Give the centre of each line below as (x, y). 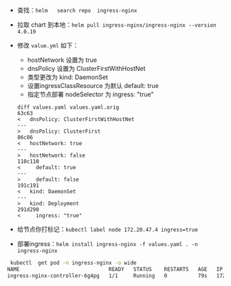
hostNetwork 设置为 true (62, 60)
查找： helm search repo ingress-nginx (77, 10)
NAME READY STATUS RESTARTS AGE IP (115, 269)
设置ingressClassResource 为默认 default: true (93, 86)
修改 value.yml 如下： (48, 45)
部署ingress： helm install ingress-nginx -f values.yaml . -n (107, 244)
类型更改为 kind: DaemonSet (68, 77)
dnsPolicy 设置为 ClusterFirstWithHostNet (86, 68)
